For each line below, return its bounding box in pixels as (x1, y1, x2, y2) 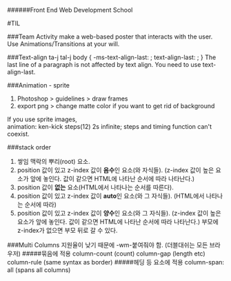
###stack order (7, 143, 52, 151)
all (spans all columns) (7, 266, 71, 274)
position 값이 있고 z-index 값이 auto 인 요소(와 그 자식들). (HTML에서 (17, 192, 205, 200)
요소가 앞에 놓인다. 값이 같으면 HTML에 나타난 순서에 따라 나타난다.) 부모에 (17, 218, 219, 226)
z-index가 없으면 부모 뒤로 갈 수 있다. (17, 227, 118, 234)
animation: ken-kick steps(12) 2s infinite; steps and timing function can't (7, 123, 212, 130)
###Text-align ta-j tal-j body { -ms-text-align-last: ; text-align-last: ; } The (7, 53, 217, 61)
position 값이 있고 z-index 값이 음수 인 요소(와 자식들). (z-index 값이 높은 (17, 166, 214, 174)
